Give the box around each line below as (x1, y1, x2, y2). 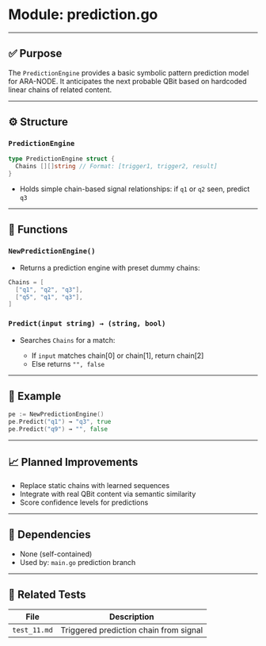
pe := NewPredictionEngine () (8, 410, 104, 418)
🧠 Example (8, 389, 62, 402)
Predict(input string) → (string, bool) (8, 319, 166, 329)
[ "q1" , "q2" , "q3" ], (15, 286, 83, 294)
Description (109, 611, 154, 622)
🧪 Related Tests (8, 588, 86, 601)
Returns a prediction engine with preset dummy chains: (19, 263, 200, 272)
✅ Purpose (8, 47, 63, 60)
